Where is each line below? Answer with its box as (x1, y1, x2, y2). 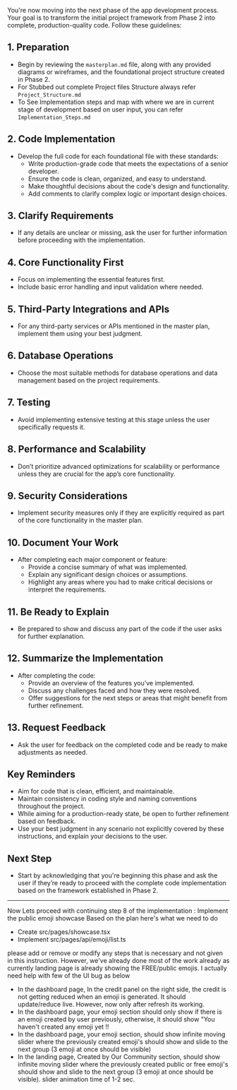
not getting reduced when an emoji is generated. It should (17, 993, 186, 1001)
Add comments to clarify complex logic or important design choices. (28, 189, 227, 198)
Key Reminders (7, 768, 76, 780)
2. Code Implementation (7, 133, 116, 145)
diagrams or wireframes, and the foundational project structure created (17, 67, 225, 76)
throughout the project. (17, 802, 85, 810)
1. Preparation (7, 42, 69, 54)
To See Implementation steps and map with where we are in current (17, 97, 214, 106)
